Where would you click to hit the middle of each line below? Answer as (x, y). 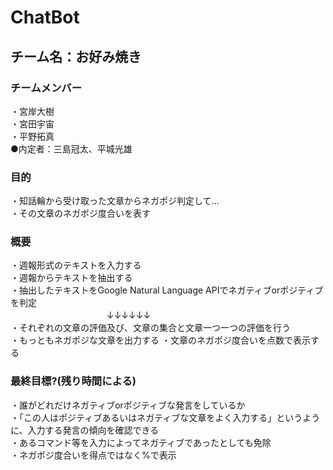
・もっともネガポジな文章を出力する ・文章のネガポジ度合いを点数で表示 (160, 340)
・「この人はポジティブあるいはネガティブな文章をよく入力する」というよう (165, 417)
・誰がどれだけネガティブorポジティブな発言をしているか (128, 405)
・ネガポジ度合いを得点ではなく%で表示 (93, 455)
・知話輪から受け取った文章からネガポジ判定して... (115, 201)
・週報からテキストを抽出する (71, 278)
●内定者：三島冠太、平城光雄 (71, 148)
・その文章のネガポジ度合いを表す (80, 213)
